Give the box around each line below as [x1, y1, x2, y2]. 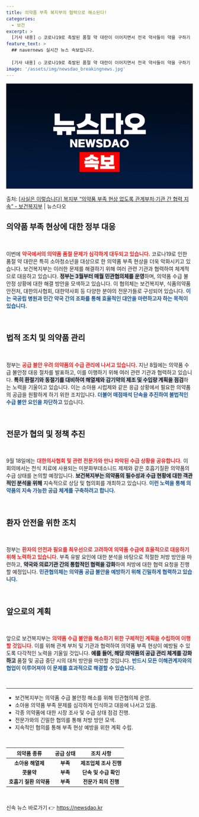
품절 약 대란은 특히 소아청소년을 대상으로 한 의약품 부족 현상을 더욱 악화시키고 [6, 257, 185, 264]
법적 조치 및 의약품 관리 [6, 333, 86, 343]
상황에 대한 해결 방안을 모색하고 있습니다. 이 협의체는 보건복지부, [17, 280, 166, 287]
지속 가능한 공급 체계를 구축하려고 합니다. [21, 487, 116, 494]
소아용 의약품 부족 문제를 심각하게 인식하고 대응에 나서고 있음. [14, 702, 158, 709]
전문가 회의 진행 [82, 778, 120, 786]
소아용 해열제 [14, 759, 44, 766]
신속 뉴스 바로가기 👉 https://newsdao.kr [6, 804, 103, 811]
